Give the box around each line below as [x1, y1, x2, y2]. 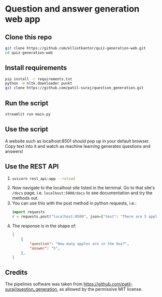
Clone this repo [5, 33, 52, 41]
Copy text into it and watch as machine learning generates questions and [5, 143, 151, 149]
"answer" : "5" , [29, 246, 60, 250]
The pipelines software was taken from [5, 281, 83, 287]
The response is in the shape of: [12, 223, 76, 229]
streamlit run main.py [5, 112, 51, 117]
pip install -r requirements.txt [5, 77, 73, 81]
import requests [12, 210, 45, 215]
